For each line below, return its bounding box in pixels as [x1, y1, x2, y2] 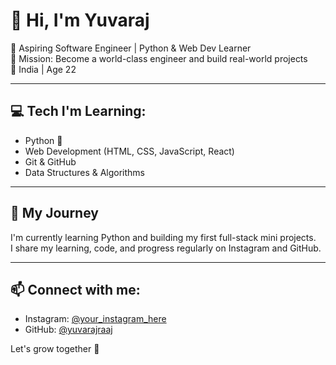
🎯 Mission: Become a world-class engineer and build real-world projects [10, 52, 308, 64]
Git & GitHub [24, 155, 77, 168]
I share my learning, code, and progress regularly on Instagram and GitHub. [10, 242, 322, 254]
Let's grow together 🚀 [10, 343, 100, 355]
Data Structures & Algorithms [24, 166, 145, 178]
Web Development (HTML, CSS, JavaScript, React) [24, 145, 235, 157]
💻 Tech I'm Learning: [10, 103, 147, 120]
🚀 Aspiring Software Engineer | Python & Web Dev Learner [10, 42, 252, 54]
